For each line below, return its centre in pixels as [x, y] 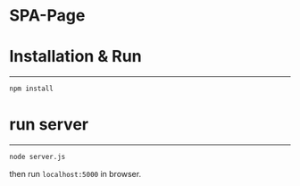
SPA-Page [47, 16]
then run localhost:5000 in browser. [75, 173]
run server [49, 125]
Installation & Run [75, 57]
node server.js [37, 156]
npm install [31, 89]
